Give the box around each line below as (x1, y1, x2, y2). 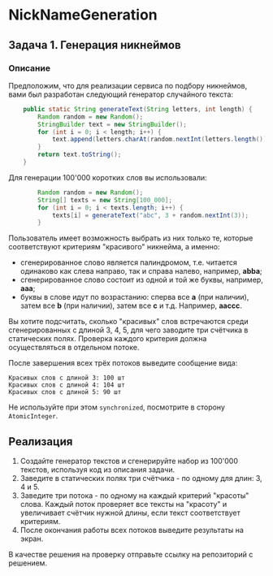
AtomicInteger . (8, 411, 58, 421)
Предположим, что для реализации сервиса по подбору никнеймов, (8, 80, 248, 90)
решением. (8, 558, 47, 568)
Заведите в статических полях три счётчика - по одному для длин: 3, (19, 474, 262, 483)
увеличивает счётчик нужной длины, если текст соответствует (19, 508, 241, 518)
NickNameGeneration (8, 6, 158, 24)
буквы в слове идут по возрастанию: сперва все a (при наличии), (19, 292, 249, 302)
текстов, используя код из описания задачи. (19, 465, 175, 474)
